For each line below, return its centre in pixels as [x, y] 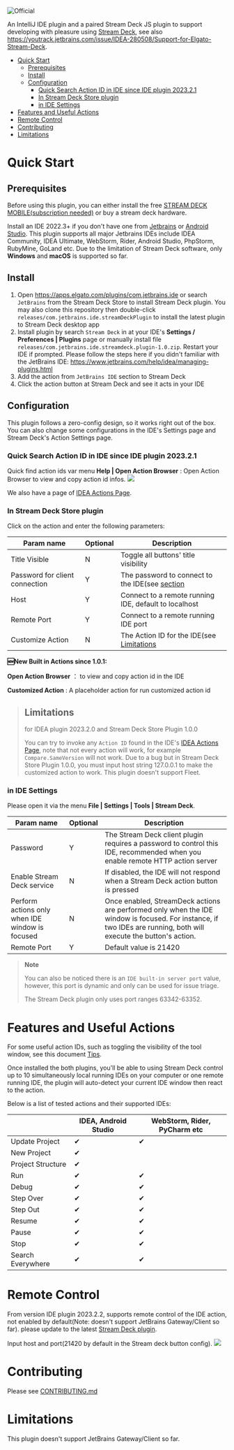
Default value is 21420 [142, 947]
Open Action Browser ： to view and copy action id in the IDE [96, 676]
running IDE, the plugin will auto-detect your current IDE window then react [115, 1083]
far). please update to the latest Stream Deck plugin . [82, 1329]
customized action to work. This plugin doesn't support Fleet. [112, 773]
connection [29, 584]
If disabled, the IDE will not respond [163, 873]
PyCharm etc [181, 1130]
